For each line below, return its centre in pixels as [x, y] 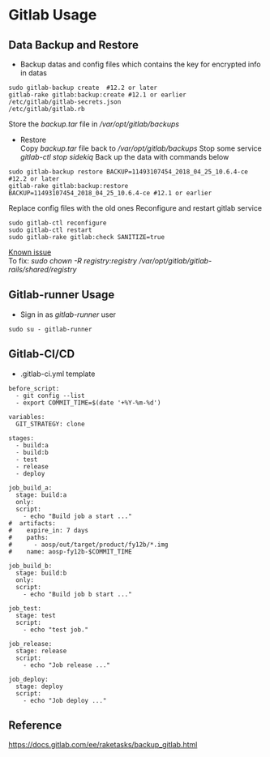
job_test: [25, 608]
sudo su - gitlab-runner [50, 329]
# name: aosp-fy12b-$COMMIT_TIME [70, 552]
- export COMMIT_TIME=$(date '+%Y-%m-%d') [88, 403]
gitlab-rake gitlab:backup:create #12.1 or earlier [97, 95]
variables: [27, 417]
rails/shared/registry [43, 269]
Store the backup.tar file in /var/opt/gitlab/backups [94, 124]
